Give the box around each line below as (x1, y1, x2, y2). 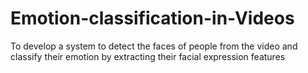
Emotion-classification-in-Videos (10, 7, 295, 30)
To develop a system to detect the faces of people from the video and (10, 40, 298, 52)
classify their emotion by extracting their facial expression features (10, 50, 286, 62)
